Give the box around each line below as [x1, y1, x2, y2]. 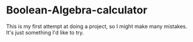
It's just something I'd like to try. [6, 29, 84, 36]
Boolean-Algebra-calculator [6, 3, 148, 17]
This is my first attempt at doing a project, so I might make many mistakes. [6, 23, 188, 30]
